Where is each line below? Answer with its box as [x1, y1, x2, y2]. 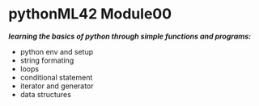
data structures [19, 89, 71, 99]
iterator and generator [19, 81, 95, 91]
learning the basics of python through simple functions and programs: [8, 31, 252, 41]
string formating [19, 55, 74, 65]
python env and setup [19, 47, 94, 56]
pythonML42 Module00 [8, 5, 172, 23]
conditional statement [19, 72, 93, 82]
